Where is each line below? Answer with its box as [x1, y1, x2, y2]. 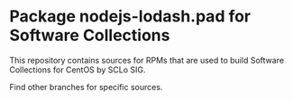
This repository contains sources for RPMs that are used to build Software [9, 55, 285, 65]
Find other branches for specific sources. [9, 81, 163, 92]
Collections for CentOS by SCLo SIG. [9, 64, 146, 75]
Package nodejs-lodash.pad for [9, 6, 252, 27]
